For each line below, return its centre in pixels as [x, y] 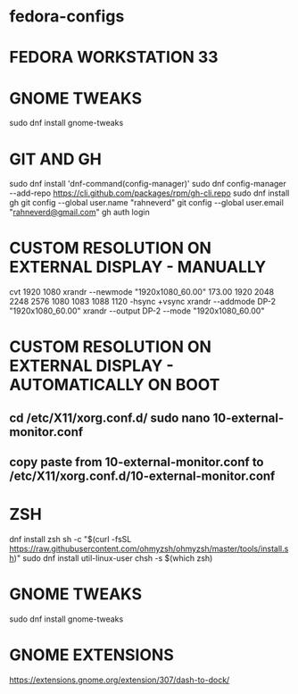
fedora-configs [67, 17]
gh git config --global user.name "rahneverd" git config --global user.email [146, 203]
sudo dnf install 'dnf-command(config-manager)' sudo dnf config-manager [148, 184]
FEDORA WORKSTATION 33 [114, 58]
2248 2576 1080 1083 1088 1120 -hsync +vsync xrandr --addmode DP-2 [143, 302]
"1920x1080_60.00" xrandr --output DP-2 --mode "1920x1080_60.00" [137, 311]
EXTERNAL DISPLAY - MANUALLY [138, 268]
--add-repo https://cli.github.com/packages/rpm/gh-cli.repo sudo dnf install [149, 193]
